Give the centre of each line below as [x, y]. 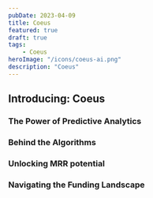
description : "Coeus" [44, 67]
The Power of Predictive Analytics [75, 121]
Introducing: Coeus [57, 99]
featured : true [33, 30]
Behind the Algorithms [52, 142]
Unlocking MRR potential [56, 163]
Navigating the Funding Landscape [76, 185]
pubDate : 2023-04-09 [42, 15]
